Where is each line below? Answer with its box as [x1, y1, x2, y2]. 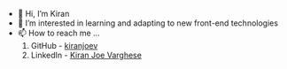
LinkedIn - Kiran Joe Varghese [30, 50, 142, 60]
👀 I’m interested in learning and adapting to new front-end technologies [17, 18, 279, 28]
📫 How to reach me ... [17, 27, 100, 38]
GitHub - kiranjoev [30, 41, 98, 50]
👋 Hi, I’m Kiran [17, 9, 70, 19]
